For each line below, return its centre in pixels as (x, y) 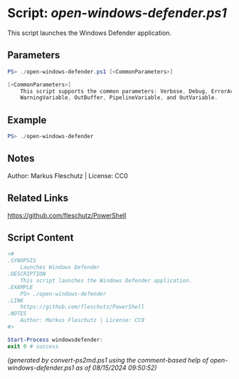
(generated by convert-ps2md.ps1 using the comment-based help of (108, 360)
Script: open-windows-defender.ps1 (117, 13)
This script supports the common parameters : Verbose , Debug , (114, 91)
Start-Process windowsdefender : (55, 340)
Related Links (38, 198)
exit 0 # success (33, 346)
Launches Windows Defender (60, 268)
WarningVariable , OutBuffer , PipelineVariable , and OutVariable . (119, 98)
